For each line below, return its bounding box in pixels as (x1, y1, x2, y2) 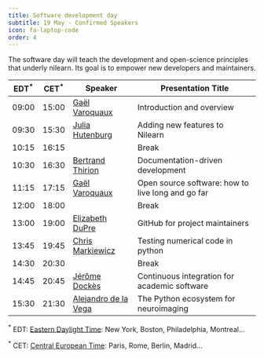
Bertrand (72, 155, 106, 166)
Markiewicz (72, 245, 115, 256)
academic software (137, 280, 209, 291)
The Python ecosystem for (137, 293, 236, 304)
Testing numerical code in (137, 235, 233, 246)
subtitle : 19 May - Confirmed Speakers (8, 19, 139, 27)
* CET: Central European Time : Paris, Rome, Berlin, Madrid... (8, 339, 203, 350)
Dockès (72, 280, 101, 291)
